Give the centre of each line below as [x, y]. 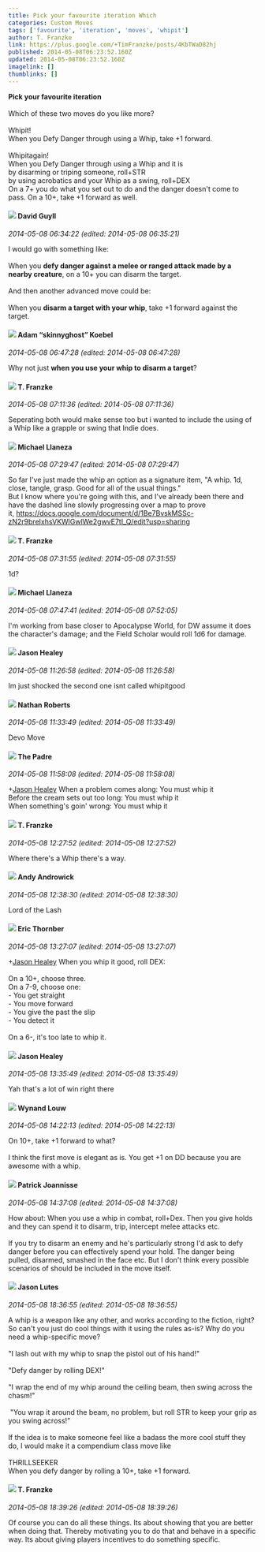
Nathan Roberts [44, 705]
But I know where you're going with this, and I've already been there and [126, 497]
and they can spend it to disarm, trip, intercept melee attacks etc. [114, 1226]
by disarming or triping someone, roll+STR [77, 172]
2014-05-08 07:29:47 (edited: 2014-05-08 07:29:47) [94, 464]
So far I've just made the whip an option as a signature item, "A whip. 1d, [125, 480]
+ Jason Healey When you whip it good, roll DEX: [87, 962]
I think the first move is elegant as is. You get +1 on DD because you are [125, 1158]
